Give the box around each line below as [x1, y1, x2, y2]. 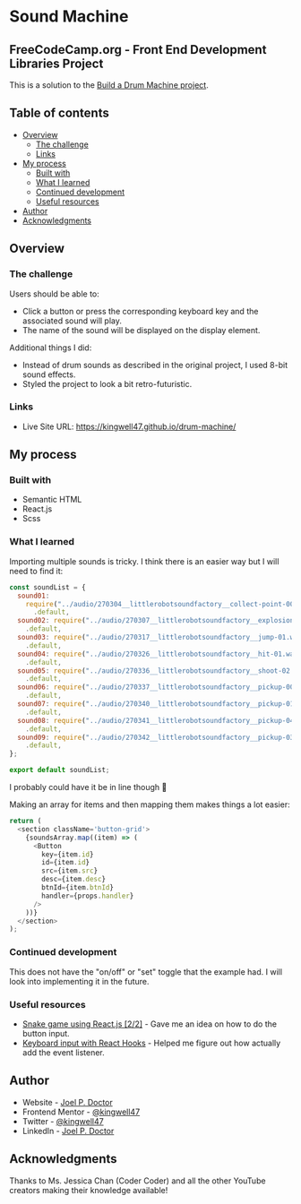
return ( [9, 817, 42, 826]
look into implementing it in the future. [9, 976, 150, 986]
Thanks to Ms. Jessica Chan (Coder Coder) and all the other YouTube [9, 1175, 266, 1186]
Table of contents [9, 106, 109, 121]
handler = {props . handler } [41, 891, 134, 900]
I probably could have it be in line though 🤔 [9, 782, 168, 793]
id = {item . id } [41, 858, 90, 867]
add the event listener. [21, 1046, 105, 1058]
